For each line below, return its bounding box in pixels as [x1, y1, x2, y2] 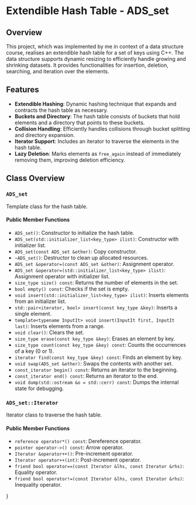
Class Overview [6, 173, 66, 183]
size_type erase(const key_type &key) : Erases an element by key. [14, 335, 176, 342]
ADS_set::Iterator [6, 400, 59, 406]
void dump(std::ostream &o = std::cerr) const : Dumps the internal [14, 378, 179, 385]
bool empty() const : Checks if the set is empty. [14, 285, 129, 292]
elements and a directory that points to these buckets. [14, 119, 145, 126]
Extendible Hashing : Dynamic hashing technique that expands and [14, 100, 177, 107]
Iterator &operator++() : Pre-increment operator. [14, 450, 133, 458]
